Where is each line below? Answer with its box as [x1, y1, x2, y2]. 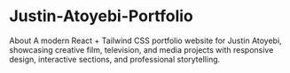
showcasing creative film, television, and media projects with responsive [9, 44, 274, 55]
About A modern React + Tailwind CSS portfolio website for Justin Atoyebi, [9, 35, 282, 46]
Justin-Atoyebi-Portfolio [9, 6, 193, 26]
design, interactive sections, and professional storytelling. [9, 54, 221, 64]
